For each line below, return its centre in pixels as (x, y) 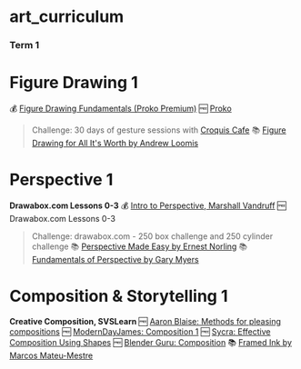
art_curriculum (67, 17)
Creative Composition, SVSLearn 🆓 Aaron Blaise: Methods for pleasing (145, 321)
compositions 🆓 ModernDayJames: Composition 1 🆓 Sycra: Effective (140, 331)
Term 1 (25, 45)
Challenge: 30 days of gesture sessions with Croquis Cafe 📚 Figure (159, 130)
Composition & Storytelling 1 (119, 296)
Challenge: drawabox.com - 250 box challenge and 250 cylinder (152, 236)
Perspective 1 (61, 180)
